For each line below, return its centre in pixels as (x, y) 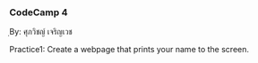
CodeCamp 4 (39, 12)
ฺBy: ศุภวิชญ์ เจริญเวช (41, 32)
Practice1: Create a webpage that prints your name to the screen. (129, 50)
